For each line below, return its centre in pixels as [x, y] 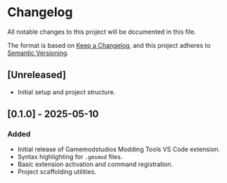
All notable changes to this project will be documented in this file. [102, 32]
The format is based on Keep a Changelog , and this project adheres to [109, 45]
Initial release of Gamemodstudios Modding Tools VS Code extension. [118, 149]
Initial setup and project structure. [66, 91]
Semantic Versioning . [38, 53]
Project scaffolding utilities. [57, 172]
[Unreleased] [37, 75]
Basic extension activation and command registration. [95, 164]
